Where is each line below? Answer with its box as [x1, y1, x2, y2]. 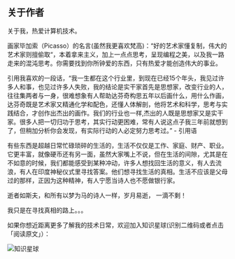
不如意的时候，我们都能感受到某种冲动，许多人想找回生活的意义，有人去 [7, 158, 215, 167]
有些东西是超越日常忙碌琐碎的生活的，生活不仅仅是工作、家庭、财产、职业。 [7, 141, 228, 149]
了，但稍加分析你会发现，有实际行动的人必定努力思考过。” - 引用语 [7, 126, 197, 134]
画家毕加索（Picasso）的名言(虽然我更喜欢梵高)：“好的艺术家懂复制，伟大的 [7, 41, 227, 50]
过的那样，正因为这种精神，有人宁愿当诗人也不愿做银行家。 [7, 176, 179, 184]
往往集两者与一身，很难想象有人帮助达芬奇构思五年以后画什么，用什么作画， [7, 91, 228, 99]
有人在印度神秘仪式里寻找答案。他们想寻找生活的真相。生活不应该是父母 [19, 167, 228, 176]
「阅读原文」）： [7, 230, 50, 238]
